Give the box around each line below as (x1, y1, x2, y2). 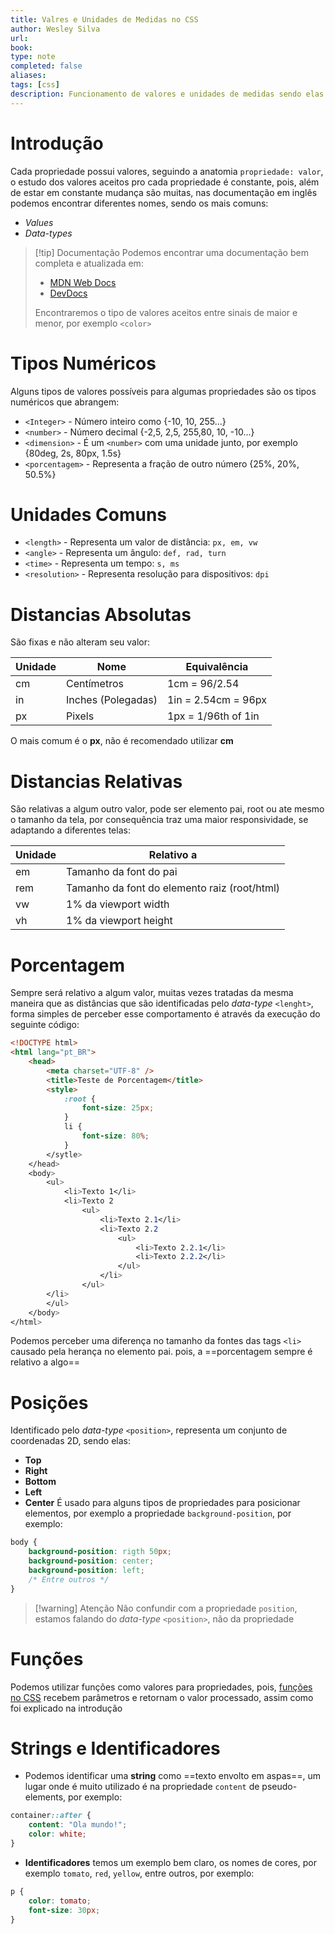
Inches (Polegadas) (66, 693, 158, 707)
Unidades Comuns (10, 503, 168, 526)
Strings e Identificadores (10, 1737, 221, 1760)
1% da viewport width (66, 897, 170, 911)
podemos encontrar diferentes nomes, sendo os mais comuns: (10, 197, 269, 209)
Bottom (24, 1476, 57, 1488)
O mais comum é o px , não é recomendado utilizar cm (10, 735, 234, 747)
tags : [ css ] (10, 80, 60, 90)
